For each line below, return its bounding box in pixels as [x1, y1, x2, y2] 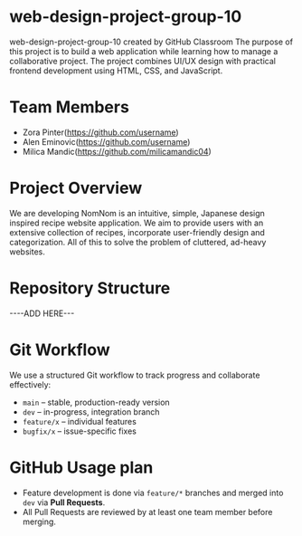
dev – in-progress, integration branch [22, 406, 160, 417]
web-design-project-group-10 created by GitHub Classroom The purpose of [9, 36, 294, 47]
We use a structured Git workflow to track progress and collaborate [9, 369, 260, 380]
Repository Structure [9, 278, 171, 298]
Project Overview [9, 178, 143, 198]
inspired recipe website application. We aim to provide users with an [9, 217, 264, 228]
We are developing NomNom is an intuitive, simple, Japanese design [9, 207, 265, 218]
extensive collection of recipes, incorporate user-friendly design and [9, 226, 265, 237]
